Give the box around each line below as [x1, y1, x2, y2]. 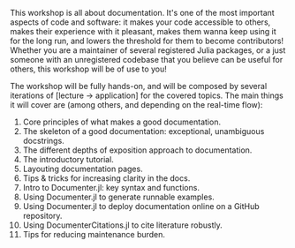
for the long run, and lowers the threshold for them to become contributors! [10, 35, 284, 46]
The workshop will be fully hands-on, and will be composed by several [10, 81, 268, 91]
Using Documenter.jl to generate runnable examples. [22, 192, 215, 202]
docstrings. [22, 136, 64, 146]
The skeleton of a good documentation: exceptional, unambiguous [22, 126, 265, 136]
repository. [22, 211, 63, 221]
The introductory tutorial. [22, 154, 114, 164]
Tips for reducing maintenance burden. [22, 229, 166, 239]
